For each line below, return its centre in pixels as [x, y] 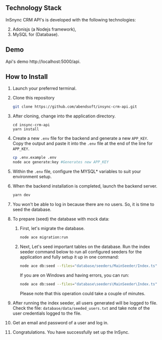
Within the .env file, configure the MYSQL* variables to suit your [77, 171]
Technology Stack [34, 8]
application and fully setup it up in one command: [69, 257]
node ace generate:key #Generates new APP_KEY [61, 162]
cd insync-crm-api [31, 125]
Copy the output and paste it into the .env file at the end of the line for [82, 144]
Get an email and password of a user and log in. [61, 322]
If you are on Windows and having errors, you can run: [74, 275]
